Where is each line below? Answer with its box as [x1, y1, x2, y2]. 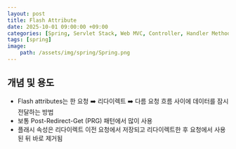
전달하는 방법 [17, 108, 54, 116]
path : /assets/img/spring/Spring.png [20, 50, 131, 57]
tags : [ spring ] [7, 36, 52, 43]
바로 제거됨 [32, 134, 63, 142]
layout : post [7, 10, 46, 17]
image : [7, 43, 27, 50]
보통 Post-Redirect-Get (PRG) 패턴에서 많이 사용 [17, 116, 153, 125]
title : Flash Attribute [7, 17, 77, 24]
